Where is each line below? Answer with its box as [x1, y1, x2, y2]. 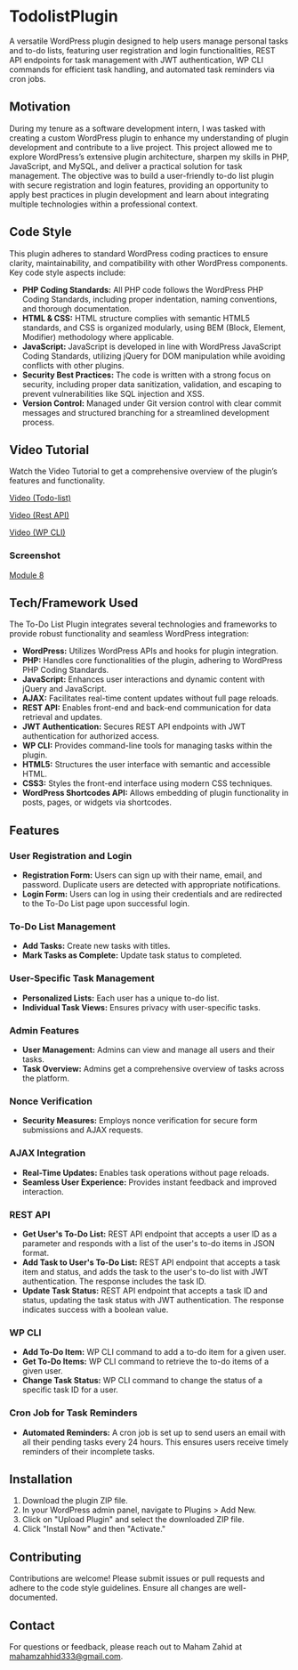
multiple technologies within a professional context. [9, 199, 198, 209]
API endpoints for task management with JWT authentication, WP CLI [9, 54, 264, 65]
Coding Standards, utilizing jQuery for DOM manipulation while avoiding [21, 350, 286, 361]
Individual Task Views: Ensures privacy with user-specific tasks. [21, 1001, 261, 1012]
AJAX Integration [9, 1147, 86, 1159]
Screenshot [9, 549, 60, 562]
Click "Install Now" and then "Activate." [21, 1524, 166, 1535]
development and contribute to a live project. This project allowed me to [9, 142, 273, 152]
